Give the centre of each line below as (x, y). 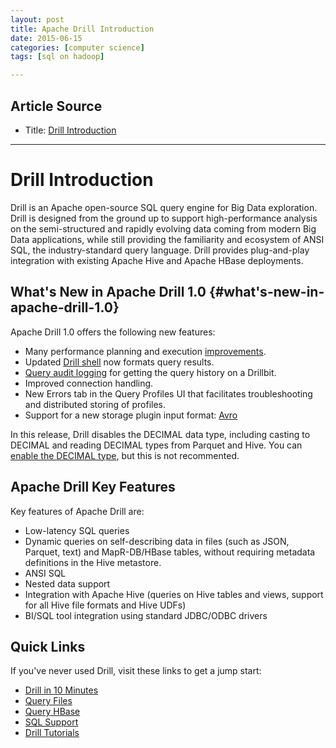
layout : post (37, 19)
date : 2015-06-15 (46, 38)
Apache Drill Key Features (93, 487)
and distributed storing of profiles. (95, 404)
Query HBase (52, 712)
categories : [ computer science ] (77, 47)
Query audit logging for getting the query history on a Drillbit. (150, 372)
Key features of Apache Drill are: (77, 511)
